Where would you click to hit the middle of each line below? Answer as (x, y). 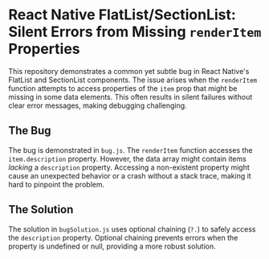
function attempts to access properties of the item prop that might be (123, 88)
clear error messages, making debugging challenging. (98, 105)
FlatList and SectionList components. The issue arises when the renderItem (133, 80)
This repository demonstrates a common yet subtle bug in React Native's (129, 71)
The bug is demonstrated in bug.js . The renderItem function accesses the (130, 150)
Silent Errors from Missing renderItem (135, 32)
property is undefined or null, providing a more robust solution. (112, 246)
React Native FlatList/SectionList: (122, 15)
